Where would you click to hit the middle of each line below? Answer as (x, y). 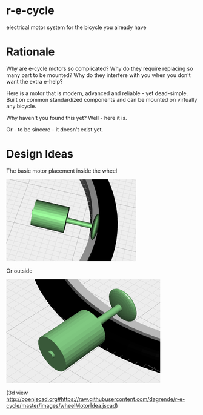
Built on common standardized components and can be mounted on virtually (102, 99)
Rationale (31, 52)
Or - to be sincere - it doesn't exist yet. (55, 129)
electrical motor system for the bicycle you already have (76, 27)
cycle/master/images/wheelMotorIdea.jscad (61, 405)
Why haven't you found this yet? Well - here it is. (67, 118)
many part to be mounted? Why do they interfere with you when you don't (98, 75)
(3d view (17, 393)
